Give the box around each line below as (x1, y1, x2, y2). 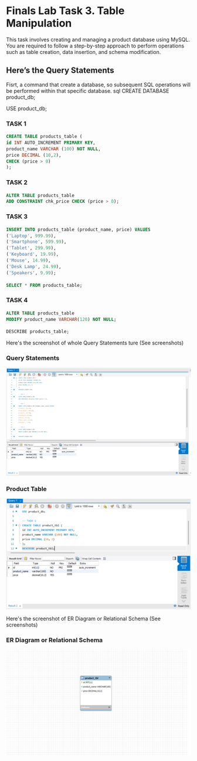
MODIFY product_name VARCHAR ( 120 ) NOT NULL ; (6, 316, 117, 322)
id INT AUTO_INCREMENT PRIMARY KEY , (6, 140, 96, 146)
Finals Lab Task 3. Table (6, 4, 125, 18)
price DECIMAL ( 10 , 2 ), (6, 152, 62, 158)
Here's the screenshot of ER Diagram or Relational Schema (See (6, 615, 161, 622)
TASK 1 (6, 119, 26, 127)
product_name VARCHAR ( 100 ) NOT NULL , (6, 146, 101, 152)
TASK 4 (6, 296, 28, 305)
